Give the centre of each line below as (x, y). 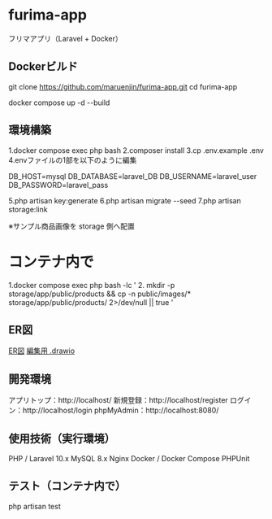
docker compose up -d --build (59, 102)
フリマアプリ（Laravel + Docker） (66, 38)
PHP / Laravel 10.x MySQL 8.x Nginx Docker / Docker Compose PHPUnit (129, 458)
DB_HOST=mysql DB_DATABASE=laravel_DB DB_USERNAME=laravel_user (133, 176)
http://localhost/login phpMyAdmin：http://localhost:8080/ (121, 410)
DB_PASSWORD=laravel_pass (58, 185)
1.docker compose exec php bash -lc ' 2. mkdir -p (92, 285)
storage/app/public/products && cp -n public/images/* (100, 294)
